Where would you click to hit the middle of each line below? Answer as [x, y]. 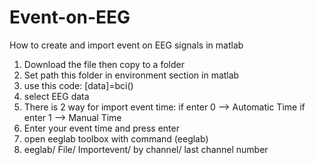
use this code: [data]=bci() [78, 85]
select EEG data [56, 96]
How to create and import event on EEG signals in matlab [126, 45]
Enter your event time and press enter [101, 128]
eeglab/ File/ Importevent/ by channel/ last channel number [146, 149]
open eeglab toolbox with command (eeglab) [116, 138]
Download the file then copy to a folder [104, 64]
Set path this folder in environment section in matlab [131, 75]
